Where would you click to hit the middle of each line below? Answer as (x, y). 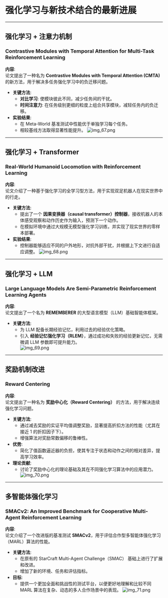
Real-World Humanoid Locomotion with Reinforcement (73, 166)
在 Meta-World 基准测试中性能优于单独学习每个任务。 (75, 124)
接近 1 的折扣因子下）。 (43, 431)
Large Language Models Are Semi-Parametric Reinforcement (81, 288)
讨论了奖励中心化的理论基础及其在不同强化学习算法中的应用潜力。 (88, 469)
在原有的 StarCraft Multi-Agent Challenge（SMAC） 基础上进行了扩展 (91, 559)
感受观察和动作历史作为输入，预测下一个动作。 (72, 220)
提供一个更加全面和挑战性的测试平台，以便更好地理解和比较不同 (85, 584)
